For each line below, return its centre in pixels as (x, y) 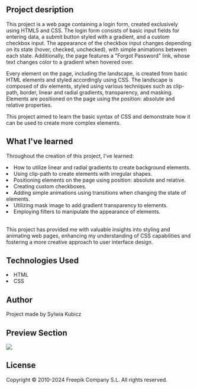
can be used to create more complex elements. (64, 123)
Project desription (40, 10)
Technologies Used (42, 261)
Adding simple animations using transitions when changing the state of (100, 192)
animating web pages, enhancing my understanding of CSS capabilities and (98, 235)
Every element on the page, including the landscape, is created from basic (97, 73)
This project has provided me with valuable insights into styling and (88, 229)
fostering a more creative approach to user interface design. (80, 242)
